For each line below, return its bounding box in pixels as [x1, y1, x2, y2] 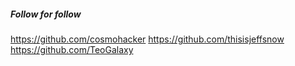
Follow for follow [10, 8, 82, 20]
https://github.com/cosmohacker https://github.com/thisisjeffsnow [10, 33, 285, 45]
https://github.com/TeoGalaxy [10, 43, 134, 55]
